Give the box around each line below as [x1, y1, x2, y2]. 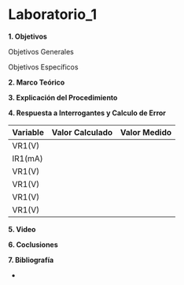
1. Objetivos [8, 32, 47, 41]
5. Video [8, 224, 36, 234]
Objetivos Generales [8, 47, 75, 56]
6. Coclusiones [8, 239, 59, 249]
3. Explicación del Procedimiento [8, 92, 118, 102]
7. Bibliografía [8, 255, 54, 264]
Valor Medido [120, 126, 172, 137]
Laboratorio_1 [8, 6, 98, 24]
